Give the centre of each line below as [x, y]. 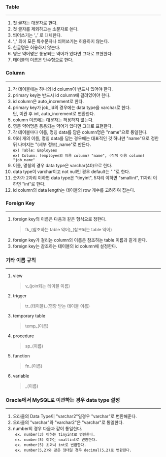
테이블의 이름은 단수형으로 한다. [43, 60]
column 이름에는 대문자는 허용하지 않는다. [53, 120]
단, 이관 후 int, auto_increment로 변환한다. [54, 113]
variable [21, 376]
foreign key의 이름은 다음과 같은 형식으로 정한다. [60, 219]
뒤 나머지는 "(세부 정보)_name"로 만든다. [52, 144]
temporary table [29, 316]
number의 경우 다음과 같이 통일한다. [48, 429]
